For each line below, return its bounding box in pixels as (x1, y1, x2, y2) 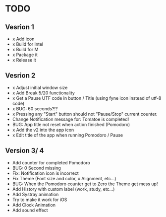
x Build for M (12, 47, 39, 52)
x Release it (12, 57, 36, 63)
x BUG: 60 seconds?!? (12, 105, 58, 112)
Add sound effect (12, 207, 48, 213)
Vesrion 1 (5, 23, 34, 31)
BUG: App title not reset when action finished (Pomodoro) (12, 121, 130, 127)
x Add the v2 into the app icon (12, 127, 74, 133)
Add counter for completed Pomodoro (12, 159, 90, 165)
